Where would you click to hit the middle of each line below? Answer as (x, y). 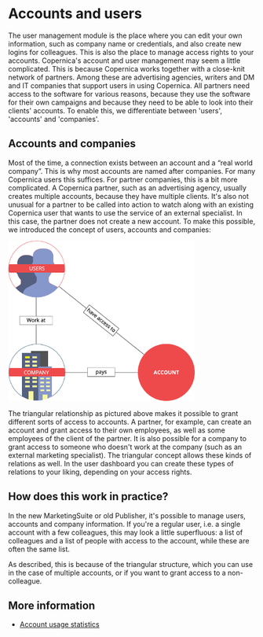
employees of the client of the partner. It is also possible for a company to (128, 438)
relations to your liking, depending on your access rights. (100, 472)
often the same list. (39, 549)
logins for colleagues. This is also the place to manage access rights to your (131, 52)
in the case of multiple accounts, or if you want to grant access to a (117, 573)
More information (52, 605)
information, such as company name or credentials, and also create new (125, 43)
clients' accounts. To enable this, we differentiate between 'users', (115, 110)
